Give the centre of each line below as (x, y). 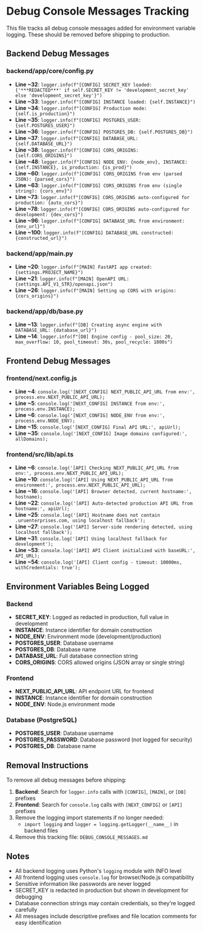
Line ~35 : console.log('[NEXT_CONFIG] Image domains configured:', (101, 433)
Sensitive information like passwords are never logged (83, 884)
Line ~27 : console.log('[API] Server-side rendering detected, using (104, 527)
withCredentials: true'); (48, 568)
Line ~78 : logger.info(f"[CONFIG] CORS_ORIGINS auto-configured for (102, 209)
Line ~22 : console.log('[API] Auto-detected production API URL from (104, 503)
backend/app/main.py (40, 253)
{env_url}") (30, 226)
